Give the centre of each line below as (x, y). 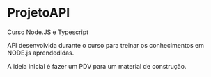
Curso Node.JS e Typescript (48, 32)
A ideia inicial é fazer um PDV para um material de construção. (97, 66)
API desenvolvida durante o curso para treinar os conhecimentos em (105, 45)
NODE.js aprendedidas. (41, 53)
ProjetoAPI (39, 13)
